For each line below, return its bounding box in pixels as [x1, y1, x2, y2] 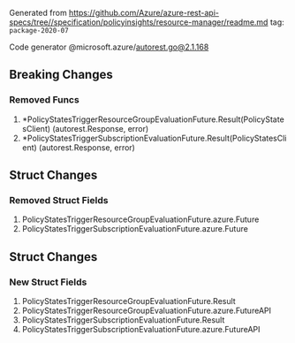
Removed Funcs [9, 94, 79, 106]
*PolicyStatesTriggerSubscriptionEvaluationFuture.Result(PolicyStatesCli [21, 133, 287, 143]
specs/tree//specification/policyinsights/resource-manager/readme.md [9, 17, 269, 27]
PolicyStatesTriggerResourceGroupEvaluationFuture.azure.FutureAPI [21, 305, 272, 316]
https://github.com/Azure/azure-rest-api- [69, 8, 219, 18]
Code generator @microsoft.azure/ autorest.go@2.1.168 [9, 42, 209, 52]
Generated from [9, 8, 68, 18]
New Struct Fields [9, 276, 87, 288]
